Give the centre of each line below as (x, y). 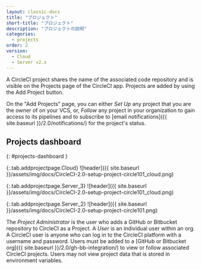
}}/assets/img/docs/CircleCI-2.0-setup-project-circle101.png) (82, 211)
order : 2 (17, 46)
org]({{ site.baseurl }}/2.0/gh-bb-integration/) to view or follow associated (98, 248)
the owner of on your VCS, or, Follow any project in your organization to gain (100, 110)
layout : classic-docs (33, 12)
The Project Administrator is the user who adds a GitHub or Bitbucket (92, 222)
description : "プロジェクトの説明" (46, 29)
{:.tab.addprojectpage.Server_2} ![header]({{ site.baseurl (76, 204)
